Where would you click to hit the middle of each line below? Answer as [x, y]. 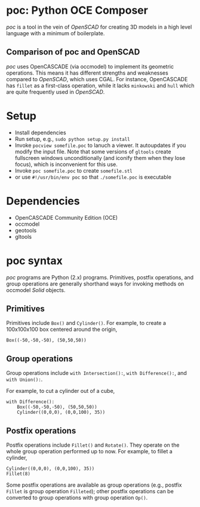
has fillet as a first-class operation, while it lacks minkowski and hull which [100, 85]
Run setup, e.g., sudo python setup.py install [72, 139]
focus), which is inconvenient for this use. [66, 164]
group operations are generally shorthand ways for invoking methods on [95, 284]
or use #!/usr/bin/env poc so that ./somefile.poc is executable [93, 177]
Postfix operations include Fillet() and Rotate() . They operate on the [93, 445]
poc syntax [34, 261]
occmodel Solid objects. [36, 290]
